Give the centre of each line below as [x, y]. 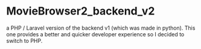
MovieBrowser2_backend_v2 [81, 11]
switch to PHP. [24, 41]
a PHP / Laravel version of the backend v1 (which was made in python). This [101, 28]
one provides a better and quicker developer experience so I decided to [95, 34]
